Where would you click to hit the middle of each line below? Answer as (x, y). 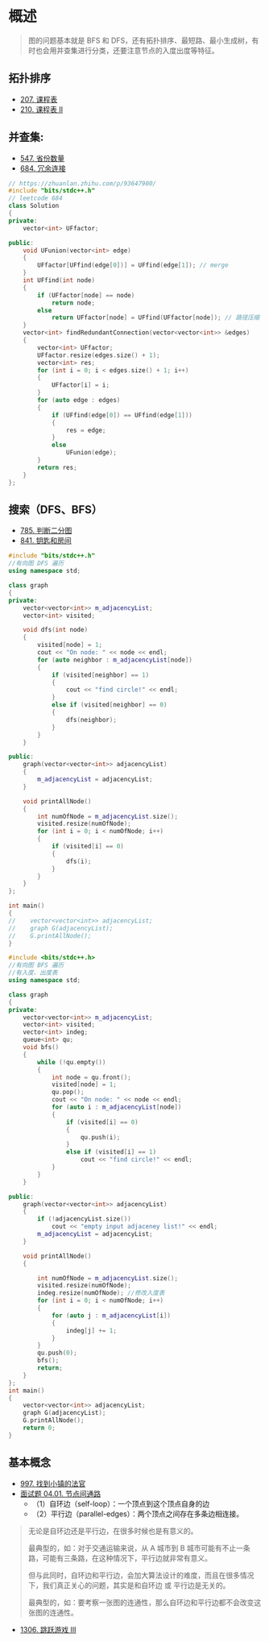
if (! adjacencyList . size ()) (84, 1219)
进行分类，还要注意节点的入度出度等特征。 (148, 50)
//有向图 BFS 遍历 (36, 965)
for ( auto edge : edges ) (79, 400)
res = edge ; (86, 430)
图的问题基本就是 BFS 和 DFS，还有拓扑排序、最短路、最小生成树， (140, 40)
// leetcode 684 (35, 198)
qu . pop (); (68, 1093)
